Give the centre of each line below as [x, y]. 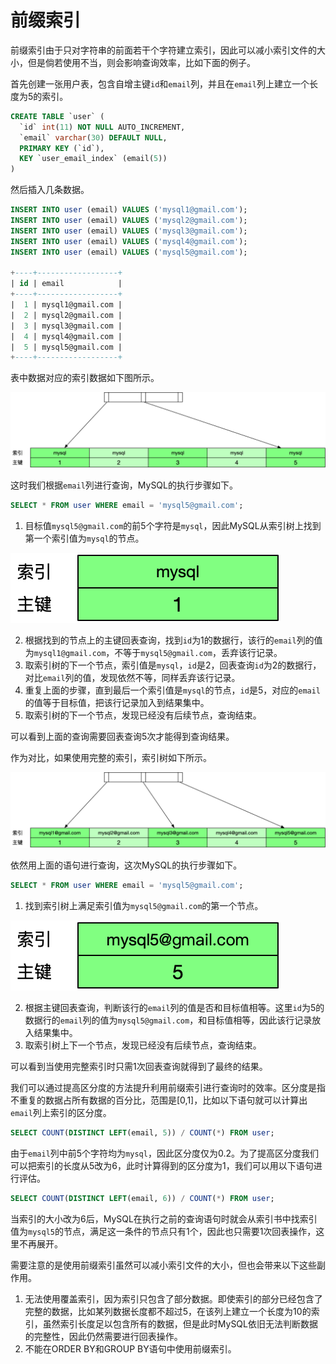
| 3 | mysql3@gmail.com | [66, 326]
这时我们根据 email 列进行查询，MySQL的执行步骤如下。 [124, 485]
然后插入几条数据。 [50, 190]
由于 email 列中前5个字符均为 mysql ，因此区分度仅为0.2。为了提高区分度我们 [164, 1153]
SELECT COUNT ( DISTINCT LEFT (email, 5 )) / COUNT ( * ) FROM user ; [142, 1133]
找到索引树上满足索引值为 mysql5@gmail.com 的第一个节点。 [144, 906]
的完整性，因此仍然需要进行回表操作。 [103, 1336]
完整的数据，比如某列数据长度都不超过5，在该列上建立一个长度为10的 [168, 1311]
